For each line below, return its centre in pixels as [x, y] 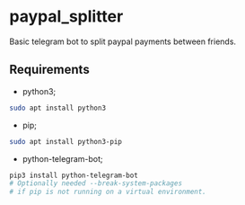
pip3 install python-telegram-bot [74, 175]
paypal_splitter [66, 17]
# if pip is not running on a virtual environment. [108, 192]
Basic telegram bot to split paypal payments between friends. [122, 41]
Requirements [49, 70]
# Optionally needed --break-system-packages [96, 183]
